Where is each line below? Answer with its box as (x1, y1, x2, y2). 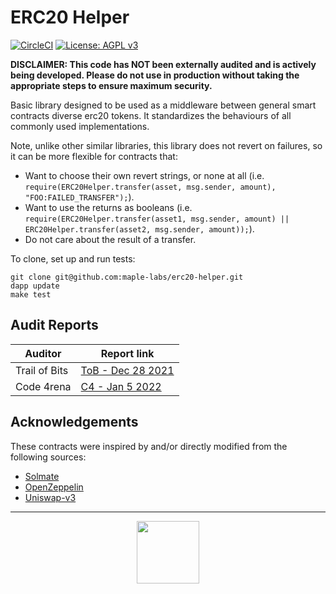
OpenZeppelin (24, 481, 84, 493)
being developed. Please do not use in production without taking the (10, 69, 300, 81)
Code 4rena (15, 379, 72, 393)
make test (10, 289, 52, 300)
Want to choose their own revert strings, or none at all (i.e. (24, 169, 265, 181)
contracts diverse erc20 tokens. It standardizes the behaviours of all (10, 109, 292, 121)
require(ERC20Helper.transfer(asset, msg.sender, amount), (24, 182, 277, 192)
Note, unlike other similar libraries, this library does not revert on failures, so (10, 139, 323, 151)
